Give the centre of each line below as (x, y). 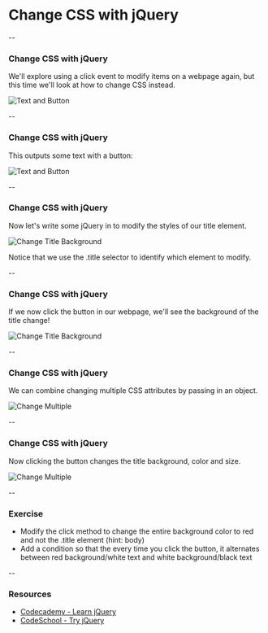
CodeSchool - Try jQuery (62, 621)
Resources (30, 594)
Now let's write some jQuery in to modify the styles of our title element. (128, 225)
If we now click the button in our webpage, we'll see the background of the (134, 312)
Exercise (26, 513)
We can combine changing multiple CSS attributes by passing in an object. (133, 391)
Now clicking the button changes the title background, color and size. (125, 461)
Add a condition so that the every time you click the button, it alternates (140, 549)
